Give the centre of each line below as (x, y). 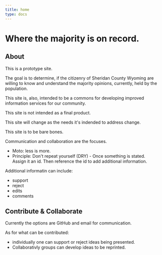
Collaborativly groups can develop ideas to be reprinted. (69, 247)
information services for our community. (46, 103)
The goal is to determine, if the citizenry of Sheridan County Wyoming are (80, 78)
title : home (17, 10)
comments (23, 196)
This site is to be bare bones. (34, 132)
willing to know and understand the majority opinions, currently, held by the (81, 83)
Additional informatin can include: (39, 170)
